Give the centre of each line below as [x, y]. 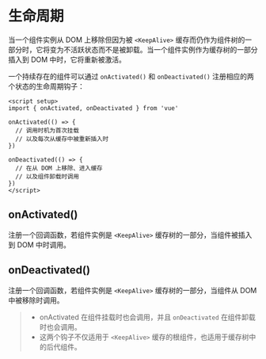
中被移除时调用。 [36, 300]
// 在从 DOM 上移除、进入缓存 [59, 168]
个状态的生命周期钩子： [46, 86]
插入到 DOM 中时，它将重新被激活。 [67, 59]
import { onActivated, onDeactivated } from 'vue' [93, 108]
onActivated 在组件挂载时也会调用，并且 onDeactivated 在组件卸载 [147, 317]
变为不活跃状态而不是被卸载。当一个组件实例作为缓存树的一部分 [154, 49]
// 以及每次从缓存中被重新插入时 [62, 139]
